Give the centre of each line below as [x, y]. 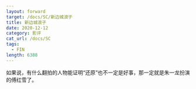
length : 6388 [22, 55]
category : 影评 [24, 33]
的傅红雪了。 [21, 80]
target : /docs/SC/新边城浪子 [39, 17]
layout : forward [26, 11]
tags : [13, 44]
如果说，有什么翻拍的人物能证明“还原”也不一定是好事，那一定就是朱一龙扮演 [98, 72]
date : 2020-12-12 [27, 28]
